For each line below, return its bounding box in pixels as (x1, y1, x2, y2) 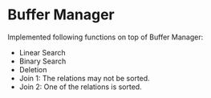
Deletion (18, 64, 47, 74)
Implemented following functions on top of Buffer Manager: (7, 32, 204, 42)
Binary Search (18, 56, 67, 66)
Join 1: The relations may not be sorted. (18, 73, 150, 83)
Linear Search (18, 47, 66, 57)
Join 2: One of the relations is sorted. (18, 82, 142, 92)
